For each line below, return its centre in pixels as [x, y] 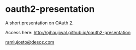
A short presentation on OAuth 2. [40, 23]
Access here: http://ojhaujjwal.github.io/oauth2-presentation [68, 32]
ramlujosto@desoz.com [30, 42]
